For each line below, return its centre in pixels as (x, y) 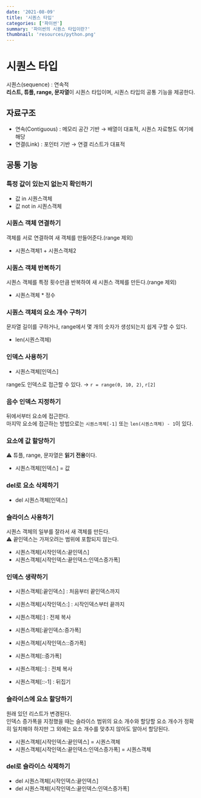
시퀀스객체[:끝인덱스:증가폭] (48, 630)
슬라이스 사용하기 (30, 517)
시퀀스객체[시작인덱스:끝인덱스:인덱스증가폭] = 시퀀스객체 (83, 749)
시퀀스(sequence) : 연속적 (38, 85)
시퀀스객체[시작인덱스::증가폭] (50, 643)
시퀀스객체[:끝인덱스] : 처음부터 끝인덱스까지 (67, 591)
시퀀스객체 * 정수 (35, 295)
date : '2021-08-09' (31, 12)
